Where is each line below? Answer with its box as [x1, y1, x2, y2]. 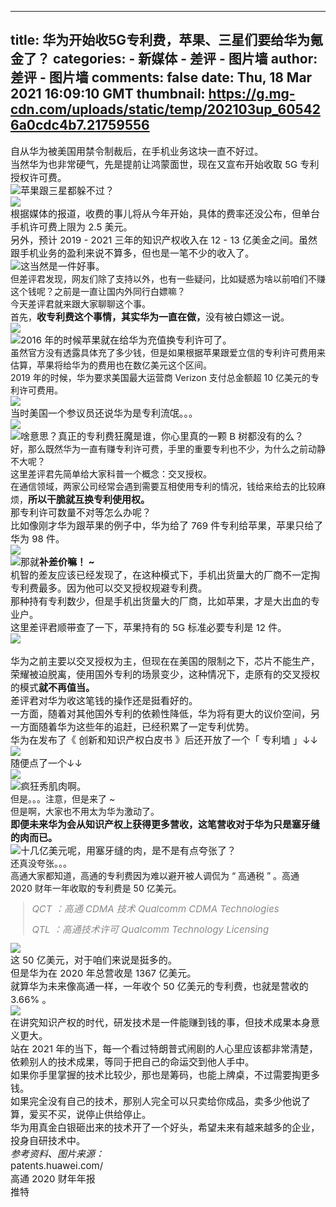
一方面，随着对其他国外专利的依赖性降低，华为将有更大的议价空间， [10, 707, 312, 720]
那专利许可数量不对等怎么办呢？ [10, 506, 152, 519]
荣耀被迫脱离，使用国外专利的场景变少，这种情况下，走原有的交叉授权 [10, 667, 321, 681]
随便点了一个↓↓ [10, 756, 83, 770]
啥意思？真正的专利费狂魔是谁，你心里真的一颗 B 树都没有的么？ [20, 429, 305, 443]
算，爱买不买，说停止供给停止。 [10, 1107, 152, 1121]
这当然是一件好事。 [20, 259, 106, 273]
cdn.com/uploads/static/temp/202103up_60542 [10, 101, 321, 118]
